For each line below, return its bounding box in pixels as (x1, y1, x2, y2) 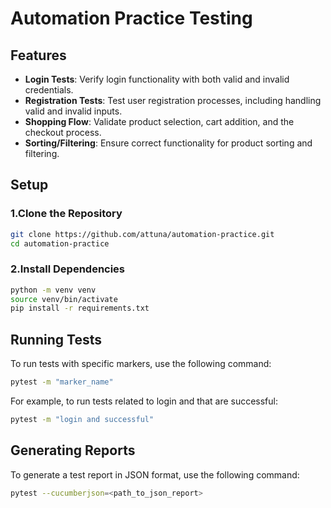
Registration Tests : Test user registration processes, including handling (24, 95, 322, 106)
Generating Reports (10, 442, 136, 459)
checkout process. (24, 127, 102, 138)
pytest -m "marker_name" (10, 377, 114, 387)
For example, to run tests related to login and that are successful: (10, 395, 279, 407)
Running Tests (10, 331, 102, 348)
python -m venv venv (10, 285, 97, 295)
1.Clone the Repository (10, 207, 123, 221)
